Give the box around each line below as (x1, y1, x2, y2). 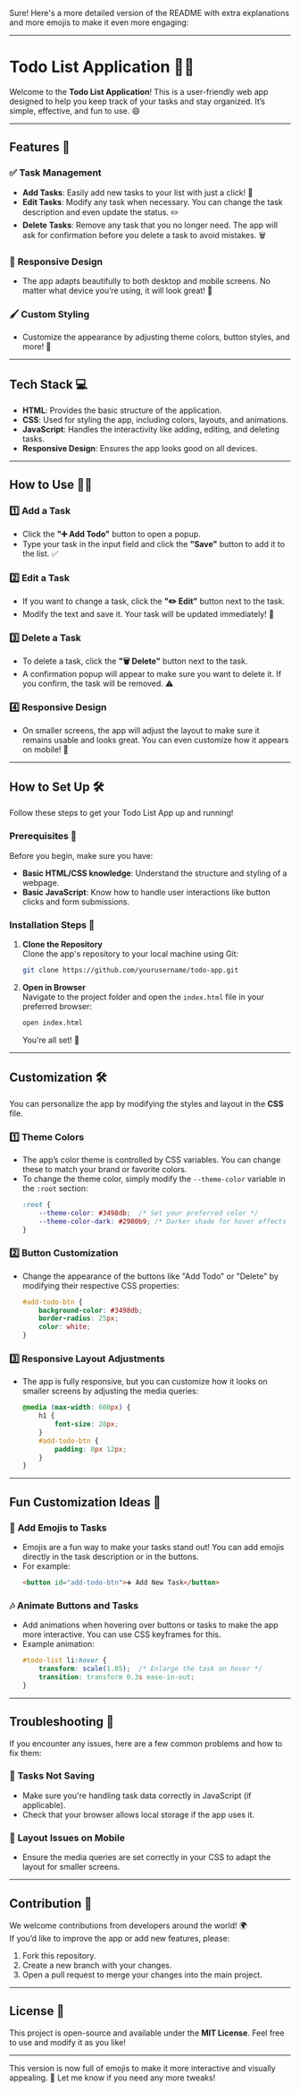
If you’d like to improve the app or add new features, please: (9, 1933, 230, 1943)
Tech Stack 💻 (9, 376, 88, 392)
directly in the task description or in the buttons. (21, 1551, 199, 1562)
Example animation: (21, 1639, 96, 1650)
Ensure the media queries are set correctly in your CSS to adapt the (21, 1852, 271, 1863)
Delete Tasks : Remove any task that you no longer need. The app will (21, 219, 279, 230)
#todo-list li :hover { (21, 1656, 107, 1665)
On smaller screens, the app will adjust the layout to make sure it (21, 724, 261, 735)
